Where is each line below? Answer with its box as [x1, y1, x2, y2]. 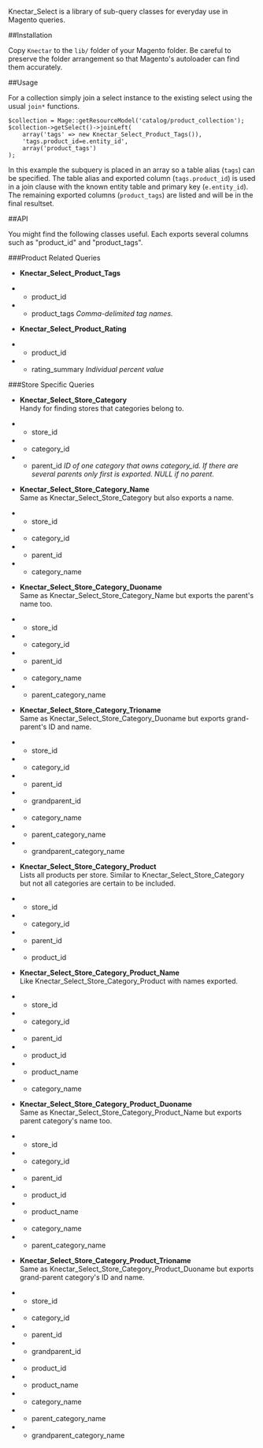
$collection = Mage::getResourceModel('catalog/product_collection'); [8, 117, 245, 125]
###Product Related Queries [8, 253, 101, 262]
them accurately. [8, 62, 63, 72]
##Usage [8, 78, 39, 87]
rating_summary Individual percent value [31, 365, 164, 374]
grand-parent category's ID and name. [19, 1273, 145, 1282]
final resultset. [8, 199, 55, 208]
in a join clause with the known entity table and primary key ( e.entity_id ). [8, 182, 249, 191]
